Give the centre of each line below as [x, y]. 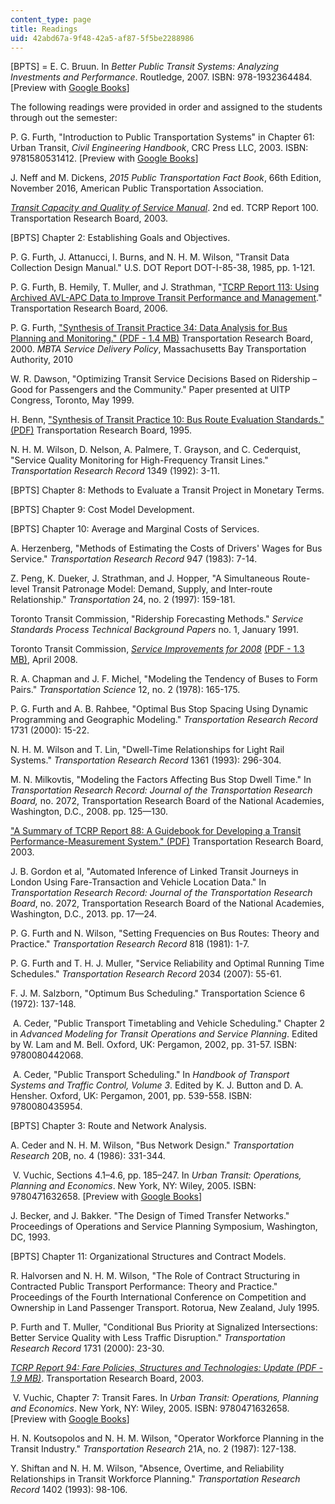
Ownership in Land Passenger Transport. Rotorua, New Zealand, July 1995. [165, 1308]
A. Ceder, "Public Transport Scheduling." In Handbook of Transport [151, 1075]
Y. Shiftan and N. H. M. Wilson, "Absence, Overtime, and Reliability [147, 1468]
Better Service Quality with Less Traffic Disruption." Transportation [148, 1338]
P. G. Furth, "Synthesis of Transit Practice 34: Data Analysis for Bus [149, 328]
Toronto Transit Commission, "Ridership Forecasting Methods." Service [157, 619]
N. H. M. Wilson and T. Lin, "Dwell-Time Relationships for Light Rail [147, 750]
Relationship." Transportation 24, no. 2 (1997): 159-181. [123, 600]
